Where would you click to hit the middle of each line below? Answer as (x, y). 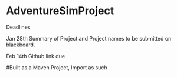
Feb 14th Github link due (36, 56)
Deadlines (18, 27)
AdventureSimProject (60, 11)
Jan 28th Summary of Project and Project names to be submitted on (89, 38)
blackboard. (21, 45)
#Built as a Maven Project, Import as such (57, 67)
